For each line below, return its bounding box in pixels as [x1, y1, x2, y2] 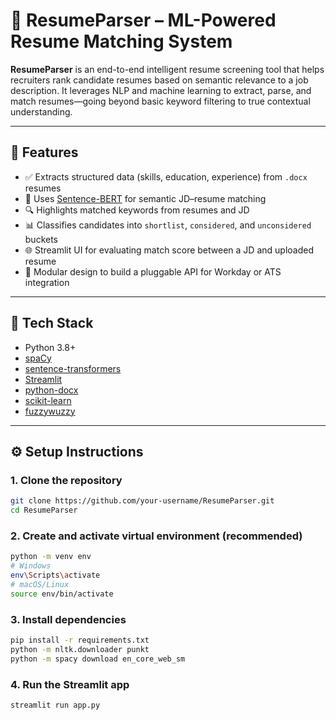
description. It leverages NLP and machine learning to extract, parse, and [10, 84, 312, 96]
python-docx [24, 384, 79, 396]
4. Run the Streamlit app [10, 677, 130, 691]
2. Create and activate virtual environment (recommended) [10, 529, 303, 543]
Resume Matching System [10, 30, 233, 53]
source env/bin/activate [10, 589, 114, 599]
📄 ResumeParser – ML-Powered [10, 9, 277, 32]
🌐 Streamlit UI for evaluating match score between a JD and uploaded [24, 244, 314, 256]
